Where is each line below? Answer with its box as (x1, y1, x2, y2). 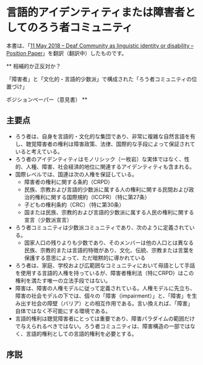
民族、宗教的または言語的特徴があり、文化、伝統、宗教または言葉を (24, 247, 195, 254)
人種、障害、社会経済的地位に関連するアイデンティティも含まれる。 (25, 163, 195, 170)
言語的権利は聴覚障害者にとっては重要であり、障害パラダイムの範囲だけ (15, 315, 195, 322)
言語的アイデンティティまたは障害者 (6, 5, 185, 19)
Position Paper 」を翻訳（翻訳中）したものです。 (6, 49, 127, 56)
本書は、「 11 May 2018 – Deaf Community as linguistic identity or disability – (6, 42, 194, 49)
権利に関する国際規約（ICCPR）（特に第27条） (35, 193, 150, 200)
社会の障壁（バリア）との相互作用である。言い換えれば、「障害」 (31, 299, 193, 307)
